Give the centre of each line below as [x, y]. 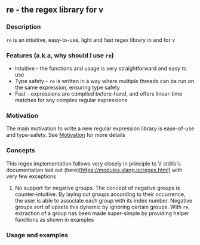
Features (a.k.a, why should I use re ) [60, 55]
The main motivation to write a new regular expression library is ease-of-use [100, 128]
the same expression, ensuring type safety [67, 87]
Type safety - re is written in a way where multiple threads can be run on [104, 81]
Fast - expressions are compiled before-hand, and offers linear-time [99, 94]
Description [24, 27]
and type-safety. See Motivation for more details [66, 135]
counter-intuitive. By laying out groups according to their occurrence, [100, 194]
